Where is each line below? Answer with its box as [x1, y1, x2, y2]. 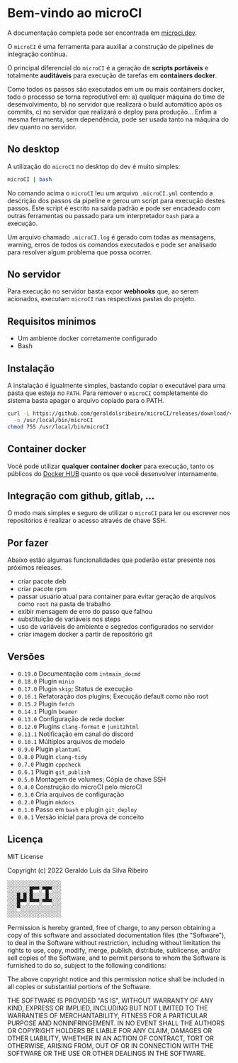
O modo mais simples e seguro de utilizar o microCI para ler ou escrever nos [7, 509, 230, 517]
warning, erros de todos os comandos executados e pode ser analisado [7, 240, 217, 249]
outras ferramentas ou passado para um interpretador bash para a [7, 211, 200, 220]
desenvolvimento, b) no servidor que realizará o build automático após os [7, 99, 222, 108]
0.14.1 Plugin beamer [17, 707, 78, 716]
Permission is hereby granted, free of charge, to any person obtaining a [7, 923, 216, 932]
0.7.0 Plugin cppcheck [17, 760, 81, 768]
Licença [7, 833, 44, 846]
